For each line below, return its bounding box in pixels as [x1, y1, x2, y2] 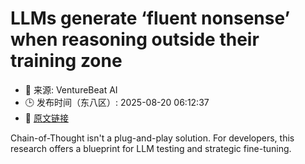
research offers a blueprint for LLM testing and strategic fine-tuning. [10, 142, 292, 154]
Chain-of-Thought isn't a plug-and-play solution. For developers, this [10, 132, 295, 144]
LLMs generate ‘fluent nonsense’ [10, 7, 291, 30]
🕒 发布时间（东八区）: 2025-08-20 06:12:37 [24, 96, 210, 108]
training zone [10, 50, 123, 72]
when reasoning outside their [10, 28, 260, 51]
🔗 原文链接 [24, 112, 69, 124]
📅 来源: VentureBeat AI [24, 83, 118, 96]
